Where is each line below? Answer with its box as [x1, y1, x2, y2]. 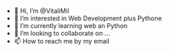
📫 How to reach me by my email [13, 37, 110, 45]
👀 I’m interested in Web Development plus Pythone [13, 14, 163, 22]
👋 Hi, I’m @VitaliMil [13, 7, 69, 15]
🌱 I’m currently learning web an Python [13, 22, 128, 30]
